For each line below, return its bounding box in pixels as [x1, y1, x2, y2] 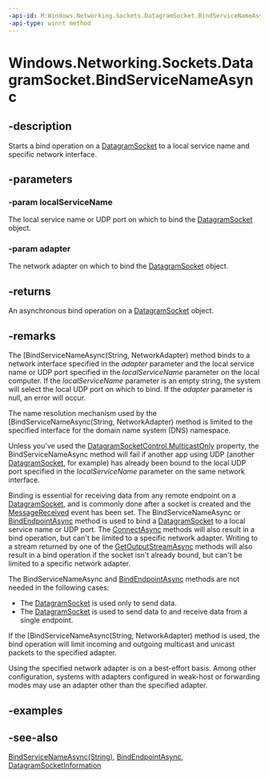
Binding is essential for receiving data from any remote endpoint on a [8, 490, 236, 501]
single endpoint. [19, 615, 74, 625]
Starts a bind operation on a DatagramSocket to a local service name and [8, 141, 250, 151]
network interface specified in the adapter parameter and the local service [8, 359, 255, 369]
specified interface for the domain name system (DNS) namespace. [8, 425, 231, 435]
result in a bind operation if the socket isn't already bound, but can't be [8, 550, 243, 560]
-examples [8, 703, 63, 717]
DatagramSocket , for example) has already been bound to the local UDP [8, 458, 247, 468]
